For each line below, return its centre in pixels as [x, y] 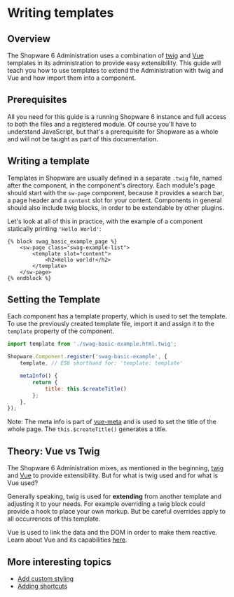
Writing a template [48, 161]
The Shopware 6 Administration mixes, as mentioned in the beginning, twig [116, 468]
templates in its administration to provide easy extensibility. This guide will [114, 63]
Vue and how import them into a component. [72, 78]
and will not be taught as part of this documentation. [83, 139]
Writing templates [61, 13]
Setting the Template [54, 300]
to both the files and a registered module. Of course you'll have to [102, 124]
